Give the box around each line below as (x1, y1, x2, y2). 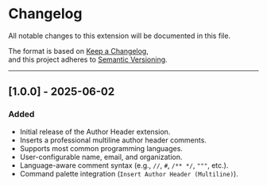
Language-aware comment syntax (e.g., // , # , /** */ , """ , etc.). (19, 160, 229, 170)
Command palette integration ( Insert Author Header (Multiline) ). (19, 169, 238, 178)
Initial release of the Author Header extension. (19, 127, 171, 136)
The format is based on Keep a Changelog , (8, 46, 149, 55)
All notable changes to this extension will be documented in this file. (8, 31, 231, 40)
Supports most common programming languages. (19, 143, 183, 153)
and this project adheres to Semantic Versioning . (8, 55, 168, 64)
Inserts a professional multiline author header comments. (19, 135, 207, 145)
